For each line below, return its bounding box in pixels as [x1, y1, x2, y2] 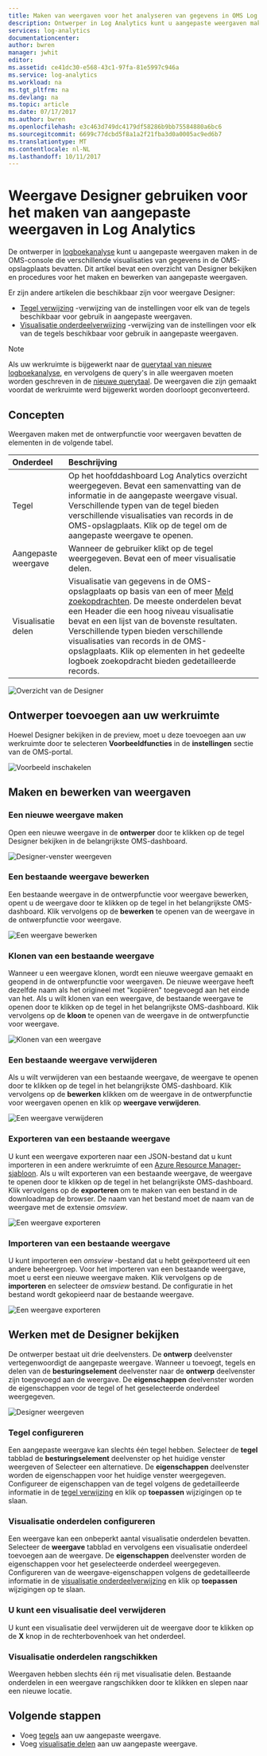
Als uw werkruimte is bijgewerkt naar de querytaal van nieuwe [8, 359, 212, 369]
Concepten [8, 408, 65, 422]
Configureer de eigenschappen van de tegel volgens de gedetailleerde [8, 1479, 240, 1489]
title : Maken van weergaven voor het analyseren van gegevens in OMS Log [8, 11, 258, 20]
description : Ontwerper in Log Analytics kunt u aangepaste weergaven [8, 19, 247, 27]
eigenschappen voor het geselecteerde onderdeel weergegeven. [8, 1559, 221, 1569]
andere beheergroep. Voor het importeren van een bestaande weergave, [8, 1264, 246, 1274]
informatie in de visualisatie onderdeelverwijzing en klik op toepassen [8, 1576, 238, 1586]
